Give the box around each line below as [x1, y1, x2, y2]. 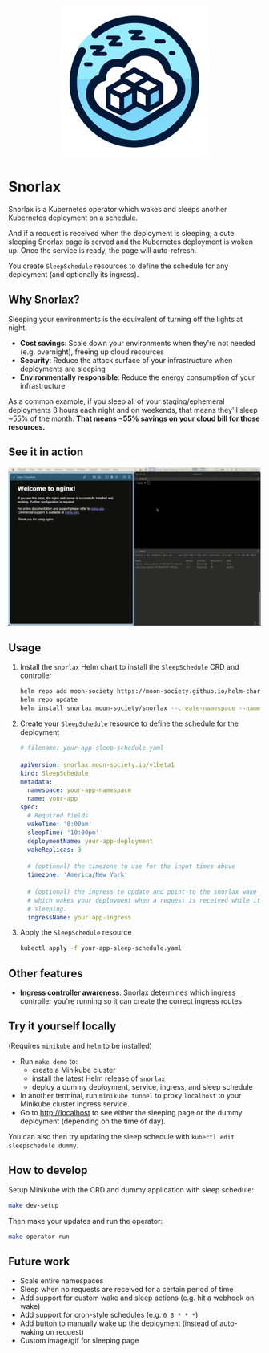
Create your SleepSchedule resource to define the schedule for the [19, 719, 239, 728]
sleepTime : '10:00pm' [27, 829, 100, 837]
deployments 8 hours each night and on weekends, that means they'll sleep [8, 405, 258, 414]
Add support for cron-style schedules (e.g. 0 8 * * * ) [19, 1310, 199, 1320]
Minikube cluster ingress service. [19, 1098, 130, 1109]
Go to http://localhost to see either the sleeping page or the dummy [19, 1107, 243, 1117]
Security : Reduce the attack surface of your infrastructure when [19, 355, 233, 365]
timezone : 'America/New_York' [27, 871, 128, 879]
